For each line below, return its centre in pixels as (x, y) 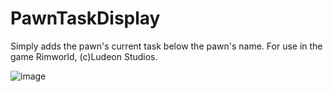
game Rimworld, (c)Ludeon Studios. (84, 56)
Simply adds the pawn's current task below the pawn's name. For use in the (166, 46)
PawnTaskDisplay (85, 18)
